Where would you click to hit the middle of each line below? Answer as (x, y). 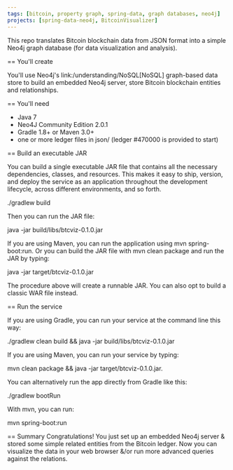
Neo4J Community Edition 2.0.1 (63, 124)
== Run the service (35, 307)
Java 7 (27, 117)
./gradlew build (29, 202)
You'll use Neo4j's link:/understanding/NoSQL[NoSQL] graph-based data (113, 75)
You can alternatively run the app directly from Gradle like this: (97, 382)
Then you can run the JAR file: (51, 216)
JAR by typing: (29, 258)
